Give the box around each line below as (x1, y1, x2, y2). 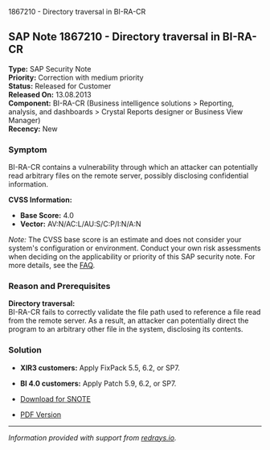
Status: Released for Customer (8, 81, 112, 91)
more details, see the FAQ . (8, 261, 96, 270)
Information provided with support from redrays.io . (8, 432, 177, 442)
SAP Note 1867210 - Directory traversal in (8, 30, 221, 43)
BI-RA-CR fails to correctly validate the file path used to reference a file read (8, 308, 261, 317)
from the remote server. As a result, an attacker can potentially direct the (8, 316, 249, 325)
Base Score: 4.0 (19, 211, 75, 221)
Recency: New (8, 124, 58, 134)
